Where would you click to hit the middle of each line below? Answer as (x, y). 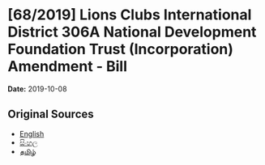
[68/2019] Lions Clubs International (130, 15)
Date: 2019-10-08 (37, 89)
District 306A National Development (132, 32)
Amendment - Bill (67, 67)
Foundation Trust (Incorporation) (121, 49)
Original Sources (51, 114)
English (32, 133)
